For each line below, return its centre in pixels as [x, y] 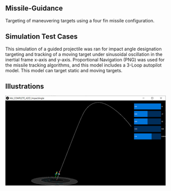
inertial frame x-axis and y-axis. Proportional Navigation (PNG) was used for [85, 59]
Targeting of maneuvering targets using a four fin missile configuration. [80, 20]
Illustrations [25, 87]
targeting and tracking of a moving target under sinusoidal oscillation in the [84, 54]
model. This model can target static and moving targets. [64, 70]
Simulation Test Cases [41, 37]
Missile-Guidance [34, 8]
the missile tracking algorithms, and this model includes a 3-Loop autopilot [83, 65]
